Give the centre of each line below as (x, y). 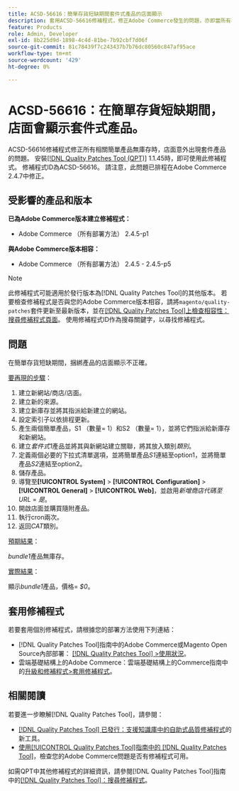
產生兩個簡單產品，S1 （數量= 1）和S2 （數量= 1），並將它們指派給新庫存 (124, 429)
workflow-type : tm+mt (40, 54)
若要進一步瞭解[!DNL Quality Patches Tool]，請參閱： (86, 714)
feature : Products (35, 27)
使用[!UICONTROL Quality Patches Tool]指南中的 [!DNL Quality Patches (122, 747)
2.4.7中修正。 (28, 176)
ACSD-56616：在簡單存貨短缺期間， (116, 110)
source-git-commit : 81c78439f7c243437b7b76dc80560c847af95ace (102, 47)
